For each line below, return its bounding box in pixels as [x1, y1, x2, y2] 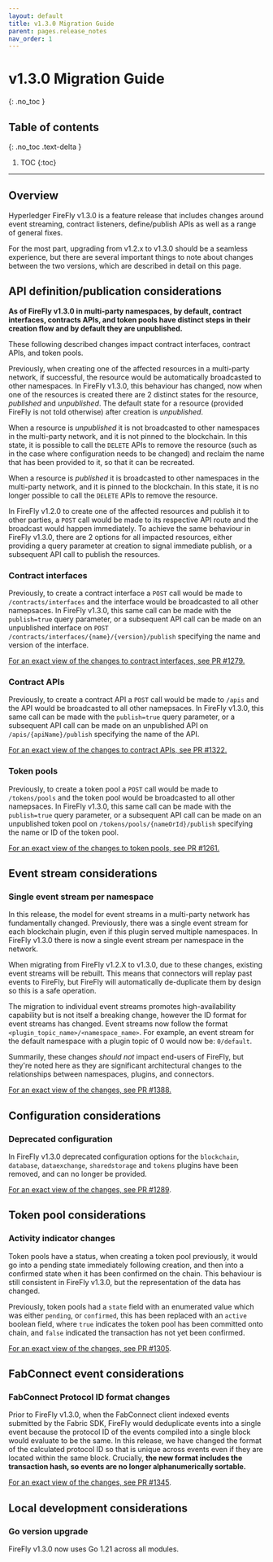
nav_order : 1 [8, 34, 53, 43]
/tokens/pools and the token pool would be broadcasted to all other [8, 792, 236, 802]
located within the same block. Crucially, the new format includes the [8, 1453, 243, 1463]
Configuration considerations [8, 1108, 161, 1122]
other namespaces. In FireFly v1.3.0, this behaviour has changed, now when [8, 380, 262, 391]
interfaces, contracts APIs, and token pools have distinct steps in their [8, 314, 251, 324]
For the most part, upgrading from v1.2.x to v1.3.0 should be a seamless [8, 244, 248, 253]
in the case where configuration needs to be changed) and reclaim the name [8, 449, 265, 459]
